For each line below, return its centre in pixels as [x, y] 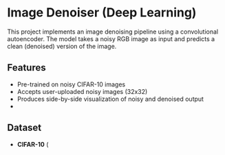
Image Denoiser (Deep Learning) [102, 13]
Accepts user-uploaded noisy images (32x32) [82, 91]
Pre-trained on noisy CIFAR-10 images [71, 84]
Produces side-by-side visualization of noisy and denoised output [110, 99]
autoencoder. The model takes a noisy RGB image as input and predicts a [111, 38]
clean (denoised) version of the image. [62, 46]
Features [26, 68]
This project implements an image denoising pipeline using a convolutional [113, 32]
